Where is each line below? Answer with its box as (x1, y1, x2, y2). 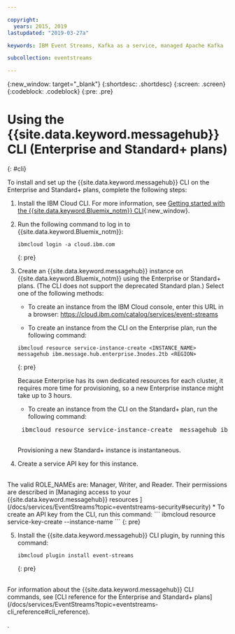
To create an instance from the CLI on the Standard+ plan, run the (27, 405, 218, 413)
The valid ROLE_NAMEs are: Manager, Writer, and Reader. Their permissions (7, 480, 227, 489)
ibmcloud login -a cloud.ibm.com (17, 241, 115, 248)
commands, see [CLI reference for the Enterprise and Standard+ (7, 593, 193, 601)
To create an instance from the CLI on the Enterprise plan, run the (27, 324, 218, 332)
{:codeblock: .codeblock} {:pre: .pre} (7, 87, 113, 96)
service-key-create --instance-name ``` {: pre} (7, 518, 141, 526)
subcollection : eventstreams (7, 55, 92, 62)
